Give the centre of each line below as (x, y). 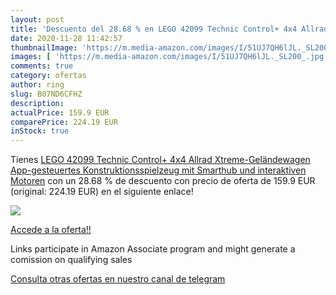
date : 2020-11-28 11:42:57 (66, 38)
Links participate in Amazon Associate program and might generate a (153, 249)
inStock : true (40, 131)
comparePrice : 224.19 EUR (64, 122)
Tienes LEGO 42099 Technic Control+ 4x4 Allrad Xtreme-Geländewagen (160, 160)
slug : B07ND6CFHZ (46, 94)
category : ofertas (48, 76)
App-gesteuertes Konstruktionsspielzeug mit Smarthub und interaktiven (158, 170)
